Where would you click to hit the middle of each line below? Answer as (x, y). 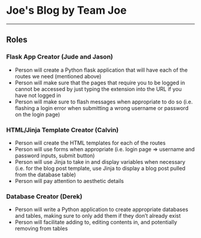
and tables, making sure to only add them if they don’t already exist (98, 216)
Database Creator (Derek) (44, 196)
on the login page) (37, 114)
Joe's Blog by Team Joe (66, 10)
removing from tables (41, 228)
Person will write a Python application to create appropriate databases (101, 209)
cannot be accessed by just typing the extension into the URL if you (98, 89)
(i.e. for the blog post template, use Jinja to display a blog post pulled (100, 168)
